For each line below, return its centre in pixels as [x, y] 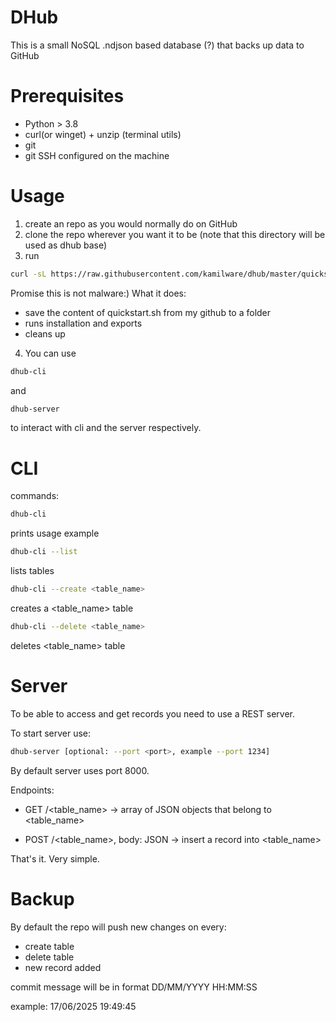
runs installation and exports [83, 323]
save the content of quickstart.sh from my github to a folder [148, 312]
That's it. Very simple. [55, 858]
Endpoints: [32, 790]
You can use [50, 353]
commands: [35, 496]
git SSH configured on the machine [97, 155]
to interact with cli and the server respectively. [106, 428]
